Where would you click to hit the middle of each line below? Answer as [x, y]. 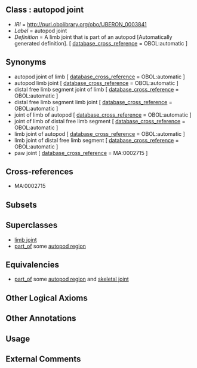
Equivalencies [32, 265]
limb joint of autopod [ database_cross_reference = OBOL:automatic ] [100, 133]
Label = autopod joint [40, 31]
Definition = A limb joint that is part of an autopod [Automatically [93, 37]
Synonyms [26, 62]
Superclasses [32, 225]
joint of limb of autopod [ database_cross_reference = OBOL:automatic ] [103, 115]
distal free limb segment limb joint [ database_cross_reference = [93, 102]
